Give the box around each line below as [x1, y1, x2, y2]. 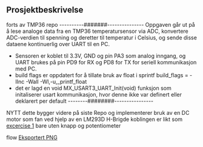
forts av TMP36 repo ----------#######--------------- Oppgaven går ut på [6, 21, 195, 28]
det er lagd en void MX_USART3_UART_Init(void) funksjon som [15, 84, 171, 92]
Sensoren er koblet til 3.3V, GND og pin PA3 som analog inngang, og [15, 52, 186, 60]
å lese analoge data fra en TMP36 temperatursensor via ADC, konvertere [6, 27, 189, 35]
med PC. [15, 65, 37, 72]
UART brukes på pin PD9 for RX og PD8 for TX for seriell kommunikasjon [15, 58, 197, 66]
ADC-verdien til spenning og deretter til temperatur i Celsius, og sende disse [6, 33, 197, 41]
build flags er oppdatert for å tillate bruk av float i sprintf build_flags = [15, 71, 189, 78]
